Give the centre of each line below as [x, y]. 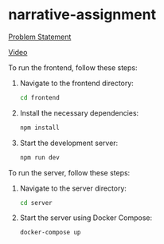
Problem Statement [40, 37]
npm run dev [39, 157]
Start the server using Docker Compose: [86, 218]
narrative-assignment [82, 15]
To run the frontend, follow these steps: [73, 67]
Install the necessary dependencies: [79, 112]
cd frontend [39, 97]
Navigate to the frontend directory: [76, 83]
